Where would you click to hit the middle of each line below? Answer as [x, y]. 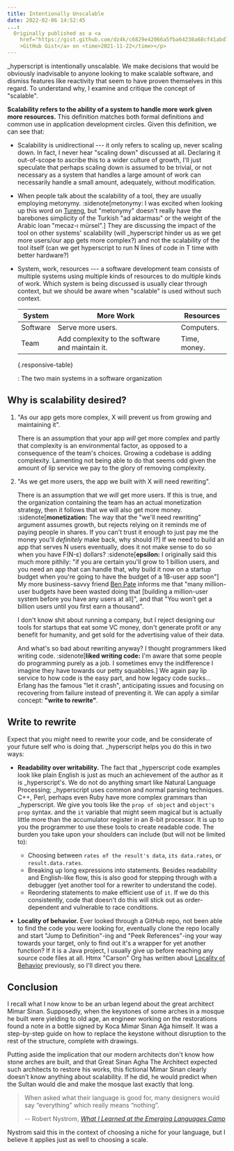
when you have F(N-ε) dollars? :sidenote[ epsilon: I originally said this [117, 554]
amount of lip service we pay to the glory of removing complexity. [112, 468]
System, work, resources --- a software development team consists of [118, 269]
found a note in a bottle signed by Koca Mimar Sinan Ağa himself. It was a [113, 1026]
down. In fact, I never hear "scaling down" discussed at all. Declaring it [119, 152]
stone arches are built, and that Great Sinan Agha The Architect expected [112, 1062]
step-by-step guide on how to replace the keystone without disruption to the [117, 1034]
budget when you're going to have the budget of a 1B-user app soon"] [118, 577]
